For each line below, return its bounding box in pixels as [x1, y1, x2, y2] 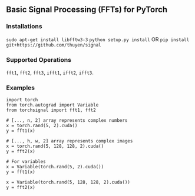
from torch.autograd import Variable [6, 102, 99, 108]
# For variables [6, 159, 46, 165]
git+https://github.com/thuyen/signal [6, 42, 101, 48]
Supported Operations [6, 55, 72, 64]
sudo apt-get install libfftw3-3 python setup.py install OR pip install [6, 35, 190, 43]
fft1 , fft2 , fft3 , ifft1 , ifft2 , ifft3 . [6, 69, 94, 76]
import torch [6, 97, 38, 103]
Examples [6, 84, 35, 92]
